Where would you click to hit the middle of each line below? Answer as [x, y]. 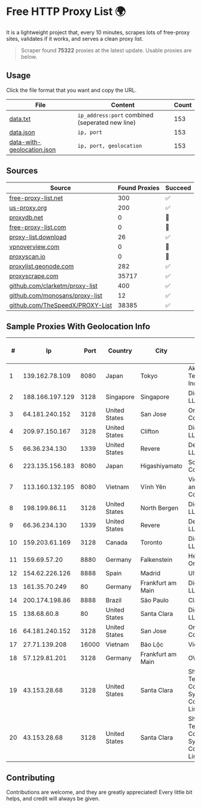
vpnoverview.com [34, 247]
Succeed [178, 188]
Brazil [114, 600]
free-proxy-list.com [38, 227]
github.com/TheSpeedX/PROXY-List [61, 305]
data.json [22, 132]
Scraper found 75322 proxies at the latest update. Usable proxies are [106, 50]
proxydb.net [26, 217]
